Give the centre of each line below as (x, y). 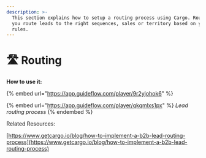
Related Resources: (31, 124)
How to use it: (24, 82)
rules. (20, 29)
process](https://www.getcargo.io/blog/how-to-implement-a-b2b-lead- (97, 142)
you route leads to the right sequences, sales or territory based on (104, 23)
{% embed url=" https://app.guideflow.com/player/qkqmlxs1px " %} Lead (97, 105)
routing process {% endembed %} (50, 112)
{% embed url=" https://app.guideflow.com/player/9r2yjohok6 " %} (90, 94)
